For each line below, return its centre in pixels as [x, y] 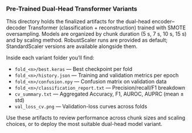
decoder [16, 28]
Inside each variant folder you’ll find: [50, 58]
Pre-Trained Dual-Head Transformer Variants [72, 9]
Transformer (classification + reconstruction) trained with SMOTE [107, 28]
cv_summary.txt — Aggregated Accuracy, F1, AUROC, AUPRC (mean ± [99, 94]
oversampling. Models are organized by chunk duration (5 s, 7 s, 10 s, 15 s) [96, 34]
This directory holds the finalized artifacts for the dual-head [78, 22]
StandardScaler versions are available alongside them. [72, 46]
